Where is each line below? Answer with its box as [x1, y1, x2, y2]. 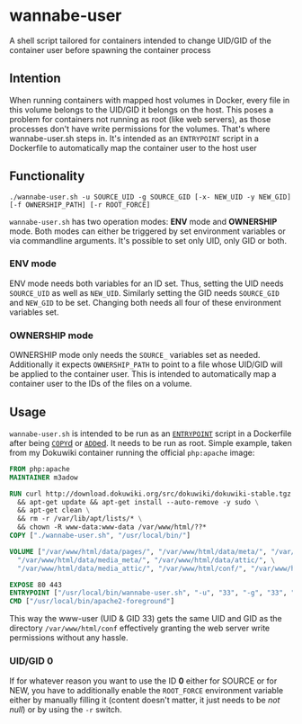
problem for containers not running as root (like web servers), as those [9, 113, 271, 124]
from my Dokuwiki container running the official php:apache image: [9, 447, 255, 458]
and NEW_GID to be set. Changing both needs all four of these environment [9, 297, 281, 308]
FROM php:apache [9, 464, 70, 473]
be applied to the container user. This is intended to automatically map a [9, 369, 277, 380]
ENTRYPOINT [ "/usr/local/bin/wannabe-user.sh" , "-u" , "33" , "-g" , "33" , [9, 588, 288, 598]
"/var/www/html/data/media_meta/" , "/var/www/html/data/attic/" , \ [17, 555, 276, 565]
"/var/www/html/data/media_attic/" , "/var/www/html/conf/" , [17, 564, 247, 573]
